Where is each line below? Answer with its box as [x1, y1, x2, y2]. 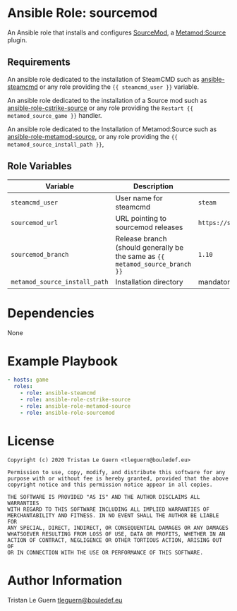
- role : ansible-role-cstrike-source [20, 397, 131, 404]
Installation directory [115, 277, 183, 286]
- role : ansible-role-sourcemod [20, 409, 115, 416]
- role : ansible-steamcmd [20, 389, 97, 397]
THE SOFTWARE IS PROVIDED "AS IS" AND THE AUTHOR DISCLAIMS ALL [7, 493, 200, 500]
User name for [115, 193, 164, 202]
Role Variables [7, 160, 72, 172]
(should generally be [115, 242, 184, 252]
